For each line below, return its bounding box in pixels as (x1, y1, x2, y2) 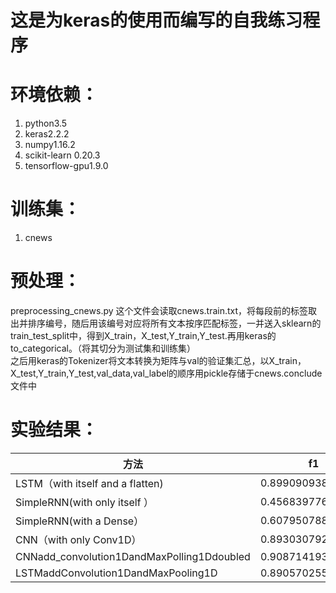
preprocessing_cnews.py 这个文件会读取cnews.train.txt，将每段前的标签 (10, 305, 309, 316)
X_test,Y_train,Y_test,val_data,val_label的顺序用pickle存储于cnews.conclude (10, 367, 323, 379)
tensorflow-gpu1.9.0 (24, 160, 109, 172)
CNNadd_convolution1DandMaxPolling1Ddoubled (15, 549, 251, 563)
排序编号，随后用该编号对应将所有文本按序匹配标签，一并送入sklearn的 (27, 317, 322, 329)
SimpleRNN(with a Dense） (15, 514, 145, 528)
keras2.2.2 (24, 128, 70, 140)
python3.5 (24, 117, 68, 130)
